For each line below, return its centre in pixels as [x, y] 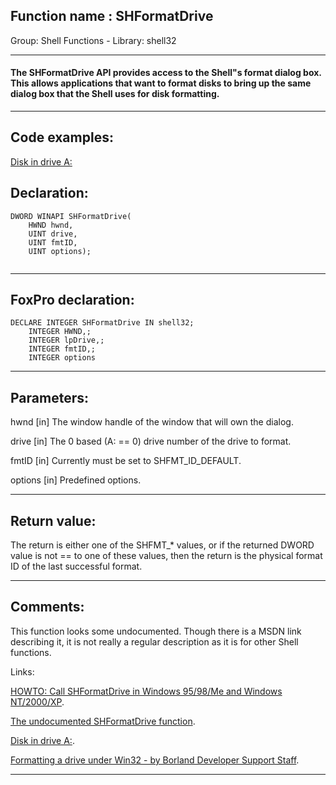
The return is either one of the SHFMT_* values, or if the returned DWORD [162, 545]
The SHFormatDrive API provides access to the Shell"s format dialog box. [166, 73]
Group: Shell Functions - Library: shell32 [93, 40]
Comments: [47, 607]
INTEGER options [62, 358]
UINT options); [60, 251]
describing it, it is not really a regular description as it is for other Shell [154, 641]
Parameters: [49, 397]
